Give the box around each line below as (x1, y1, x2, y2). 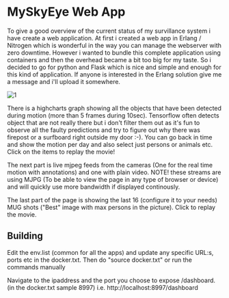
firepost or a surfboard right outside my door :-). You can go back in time (7, 133, 213, 141)
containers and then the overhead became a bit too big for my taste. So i (7, 55, 212, 64)
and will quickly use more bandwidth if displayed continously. (7, 182, 180, 191)
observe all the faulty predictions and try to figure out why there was (7, 126, 200, 134)
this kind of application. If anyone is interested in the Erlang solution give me (7, 70, 222, 79)
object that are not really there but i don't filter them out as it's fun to (7, 118, 200, 126)
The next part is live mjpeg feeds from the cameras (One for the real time (7, 161, 213, 169)
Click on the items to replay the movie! (7, 148, 115, 156)
